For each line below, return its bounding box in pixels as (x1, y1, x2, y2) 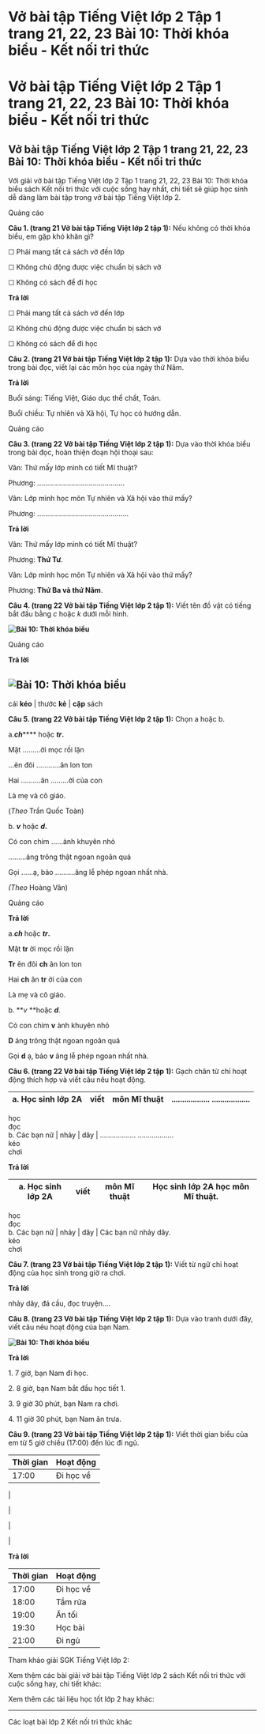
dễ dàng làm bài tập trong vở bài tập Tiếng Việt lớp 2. (8, 193, 181, 202)
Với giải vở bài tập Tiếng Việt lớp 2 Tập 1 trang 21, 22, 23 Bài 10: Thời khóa (8, 176, 248, 186)
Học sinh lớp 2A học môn (152, 1182, 250, 1192)
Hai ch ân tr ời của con (8, 974, 83, 984)
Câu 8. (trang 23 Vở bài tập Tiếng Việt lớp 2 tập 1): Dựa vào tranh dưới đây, (8, 1314, 254, 1323)
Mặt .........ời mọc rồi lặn (8, 745, 84, 754)
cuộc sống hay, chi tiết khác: (8, 1679, 102, 1688)
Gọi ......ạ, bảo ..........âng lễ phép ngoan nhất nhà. (8, 868, 168, 876)
